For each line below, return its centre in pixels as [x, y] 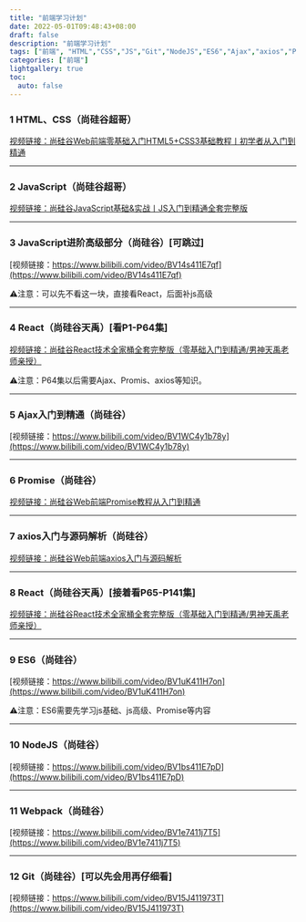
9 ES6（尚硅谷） [46, 659]
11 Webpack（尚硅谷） [60, 811]
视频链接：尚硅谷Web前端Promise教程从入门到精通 [105, 502]
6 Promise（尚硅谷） [56, 481]
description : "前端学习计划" [61, 43]
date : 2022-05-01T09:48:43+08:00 [73, 26]
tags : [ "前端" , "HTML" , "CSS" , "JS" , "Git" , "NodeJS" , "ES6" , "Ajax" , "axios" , [149, 52]
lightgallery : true [46, 69]
